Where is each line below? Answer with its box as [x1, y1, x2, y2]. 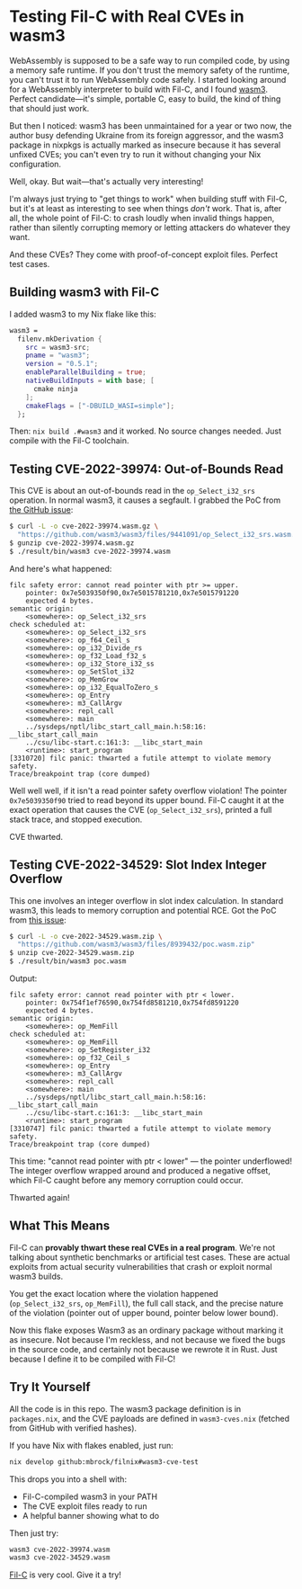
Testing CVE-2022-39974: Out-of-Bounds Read [9, 461, 284, 477]
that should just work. [9, 103, 90, 113]
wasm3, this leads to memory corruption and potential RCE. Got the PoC [9, 905, 277, 915]
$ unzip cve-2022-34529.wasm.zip [9, 949, 135, 958]
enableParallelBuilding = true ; [25, 368, 147, 377]
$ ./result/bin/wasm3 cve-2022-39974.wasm [9, 547, 171, 556]
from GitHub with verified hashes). [9, 1423, 138, 1433]
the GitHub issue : [9, 504, 74, 515]
